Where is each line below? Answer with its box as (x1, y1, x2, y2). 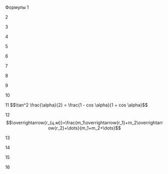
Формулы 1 (5, 5, 29, 10)
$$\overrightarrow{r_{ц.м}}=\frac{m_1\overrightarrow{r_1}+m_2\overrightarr (6, 120, 163, 126)
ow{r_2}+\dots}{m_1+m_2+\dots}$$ (48, 125, 121, 131)
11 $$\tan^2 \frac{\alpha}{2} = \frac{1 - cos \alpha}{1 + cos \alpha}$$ (5, 102, 148, 108)
